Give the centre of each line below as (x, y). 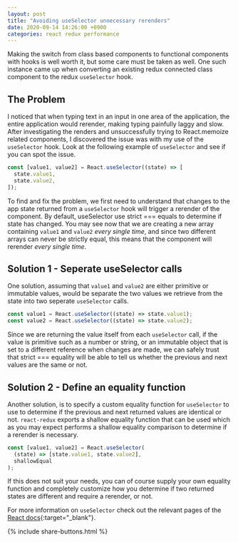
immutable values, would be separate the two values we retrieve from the (115, 294)
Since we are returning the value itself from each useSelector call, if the (113, 334)
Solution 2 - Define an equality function (97, 387)
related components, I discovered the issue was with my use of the (106, 139)
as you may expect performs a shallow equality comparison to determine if (117, 427)
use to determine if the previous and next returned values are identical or (115, 411)
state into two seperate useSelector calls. (68, 301)
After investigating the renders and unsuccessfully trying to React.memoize (118, 132)
